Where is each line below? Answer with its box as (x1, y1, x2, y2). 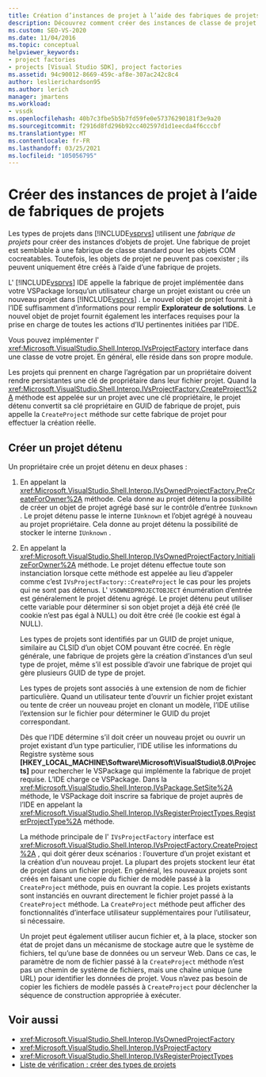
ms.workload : (8, 100, 51, 108)
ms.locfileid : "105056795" (8, 151, 97, 159)
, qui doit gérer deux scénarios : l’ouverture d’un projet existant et (37, 849, 251, 858)
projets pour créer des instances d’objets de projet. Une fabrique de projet (8, 237, 251, 246)
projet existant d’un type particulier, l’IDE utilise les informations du (19, 741, 237, 750)
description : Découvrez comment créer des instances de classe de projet (8, 19, 257, 27)
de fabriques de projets (8, 203, 165, 220)
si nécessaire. (19, 916, 66, 926)
